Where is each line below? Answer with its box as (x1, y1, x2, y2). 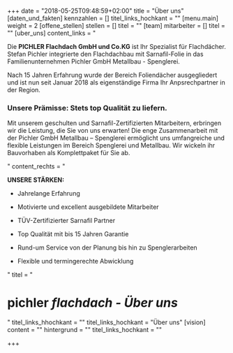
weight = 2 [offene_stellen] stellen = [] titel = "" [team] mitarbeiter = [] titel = (7, 22, 225, 29)
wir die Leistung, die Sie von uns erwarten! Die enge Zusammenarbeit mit (7, 127, 218, 135)
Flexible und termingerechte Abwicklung (17, 257, 134, 266)
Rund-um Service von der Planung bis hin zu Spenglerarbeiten (17, 243, 197, 252)
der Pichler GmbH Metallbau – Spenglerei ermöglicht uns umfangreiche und (7, 134, 225, 143)
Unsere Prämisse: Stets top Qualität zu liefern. (7, 103, 167, 113)
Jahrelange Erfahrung (17, 189, 80, 198)
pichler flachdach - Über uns (7, 295, 178, 311)
